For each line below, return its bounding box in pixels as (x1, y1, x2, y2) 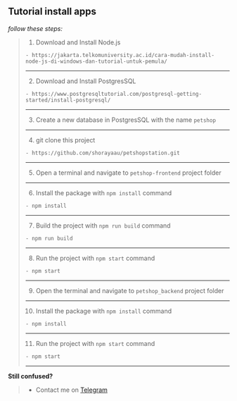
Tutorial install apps (8, 6, 97, 18)
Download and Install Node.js (35, 38, 121, 47)
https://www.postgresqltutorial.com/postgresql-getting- (32, 90, 203, 97)
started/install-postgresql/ (25, 97, 111, 104)
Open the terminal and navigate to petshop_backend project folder (35, 286, 224, 295)
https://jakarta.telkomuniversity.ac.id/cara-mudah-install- (32, 51, 215, 58)
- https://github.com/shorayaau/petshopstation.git (25, 149, 180, 156)
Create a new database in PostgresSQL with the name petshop (35, 116, 217, 124)
